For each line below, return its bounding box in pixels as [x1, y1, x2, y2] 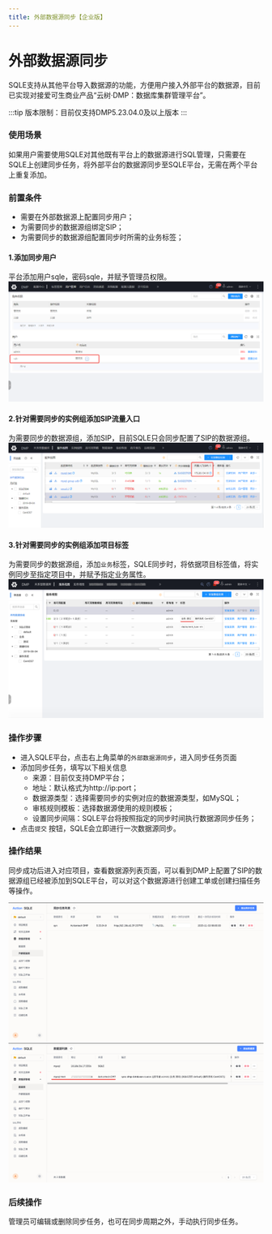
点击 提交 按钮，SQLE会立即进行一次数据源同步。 [19, 823, 181, 833]
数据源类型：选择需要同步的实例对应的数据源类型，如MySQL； [32, 793, 241, 802]
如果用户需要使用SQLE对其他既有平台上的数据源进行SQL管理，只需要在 [8, 149, 247, 159]
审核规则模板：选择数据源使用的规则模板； [32, 803, 175, 813]
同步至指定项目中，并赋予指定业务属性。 [15, 570, 151, 579]
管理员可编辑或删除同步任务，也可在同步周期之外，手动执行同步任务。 [8, 1216, 243, 1226]
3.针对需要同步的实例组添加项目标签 [8, 540, 130, 549]
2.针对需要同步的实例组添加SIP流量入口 [8, 414, 140, 424]
